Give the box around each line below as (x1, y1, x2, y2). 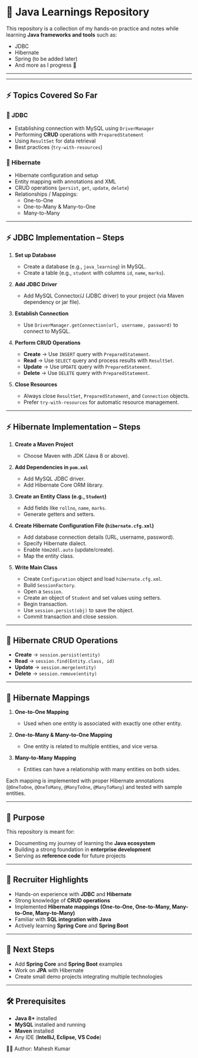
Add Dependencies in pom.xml (14, 464, 88, 471)
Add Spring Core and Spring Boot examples (14, 960, 123, 968)
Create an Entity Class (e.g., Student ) (14, 493, 107, 500)
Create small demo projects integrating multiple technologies (14, 973, 163, 980)
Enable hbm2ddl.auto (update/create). (23, 546, 114, 553)
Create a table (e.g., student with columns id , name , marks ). (23, 269, 166, 276)
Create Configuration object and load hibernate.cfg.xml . (23, 575, 163, 582)
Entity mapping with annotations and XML (14, 177, 117, 185)
